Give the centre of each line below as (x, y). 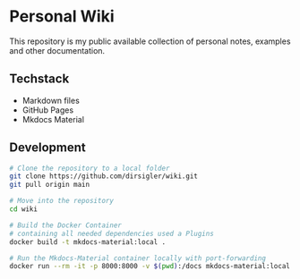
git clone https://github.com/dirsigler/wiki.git (104, 176)
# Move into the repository (62, 201)
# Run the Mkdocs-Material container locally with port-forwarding (138, 258)
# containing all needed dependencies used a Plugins (112, 233)
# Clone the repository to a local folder (90, 168)
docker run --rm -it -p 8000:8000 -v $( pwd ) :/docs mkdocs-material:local (150, 266)
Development (48, 148)
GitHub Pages (48, 110)
